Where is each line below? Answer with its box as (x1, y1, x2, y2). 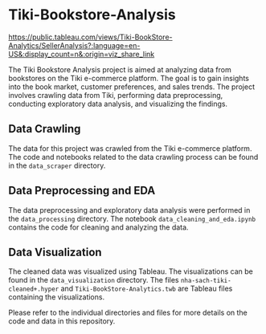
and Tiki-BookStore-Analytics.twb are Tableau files (60, 283, 233, 294)
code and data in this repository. (8, 316, 116, 326)
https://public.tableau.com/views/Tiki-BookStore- (8, 32, 173, 42)
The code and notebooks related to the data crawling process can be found (8, 152, 259, 161)
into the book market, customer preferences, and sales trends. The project (8, 82, 256, 92)
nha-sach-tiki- (180, 277, 231, 285)
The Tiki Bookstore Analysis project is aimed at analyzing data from (8, 64, 231, 74)
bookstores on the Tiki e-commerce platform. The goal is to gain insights (8, 73, 249, 83)
